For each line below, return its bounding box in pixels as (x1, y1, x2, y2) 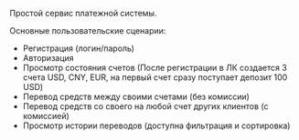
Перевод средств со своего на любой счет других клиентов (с (22, 101, 269, 112)
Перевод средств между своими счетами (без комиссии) (22, 91, 250, 102)
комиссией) (22, 111, 70, 121)
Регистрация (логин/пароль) (22, 43, 135, 54)
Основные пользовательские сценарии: (9, 25, 166, 35)
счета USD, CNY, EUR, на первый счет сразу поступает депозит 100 (22, 72, 288, 83)
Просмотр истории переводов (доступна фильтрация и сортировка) (22, 120, 291, 131)
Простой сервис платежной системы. (9, 8, 157, 18)
